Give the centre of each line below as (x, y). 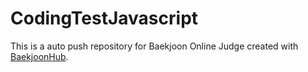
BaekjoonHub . (39, 56)
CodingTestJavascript (104, 18)
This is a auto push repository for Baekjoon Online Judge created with (154, 46)
